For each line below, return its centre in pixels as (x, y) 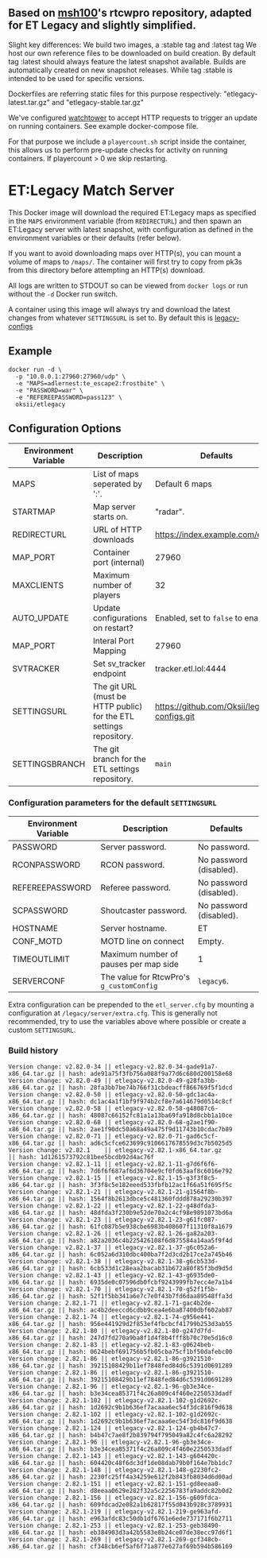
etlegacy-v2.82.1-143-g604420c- (168, 1456)
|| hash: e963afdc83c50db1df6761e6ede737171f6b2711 (145, 1518)
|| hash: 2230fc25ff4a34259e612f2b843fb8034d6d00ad (145, 1477)
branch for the (120, 760)
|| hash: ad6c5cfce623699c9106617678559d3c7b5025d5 (145, 1143)
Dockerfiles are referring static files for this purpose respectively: (115, 94)
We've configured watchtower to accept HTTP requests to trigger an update (133, 118)
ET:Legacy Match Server (91, 191)
